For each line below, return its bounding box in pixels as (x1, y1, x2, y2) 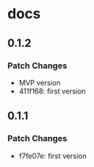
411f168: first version (18, 86, 86, 96)
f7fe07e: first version (18, 151, 87, 161)
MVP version (18, 78, 61, 87)
